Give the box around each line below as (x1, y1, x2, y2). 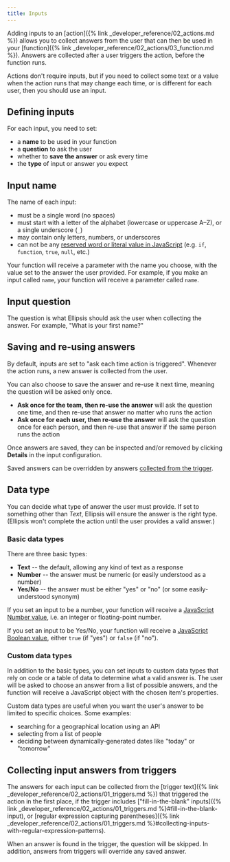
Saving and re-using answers (7, 341, 136, 353)
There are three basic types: (7, 549, 87, 558)
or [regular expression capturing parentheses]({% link (27, 812, 180, 820)
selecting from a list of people (16, 730, 102, 738)
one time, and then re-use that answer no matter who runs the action (16, 408, 213, 417)
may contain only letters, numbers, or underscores (16, 233, 161, 242)
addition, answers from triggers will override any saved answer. (7, 848, 187, 856)
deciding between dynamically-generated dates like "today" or (16, 737, 195, 746)
